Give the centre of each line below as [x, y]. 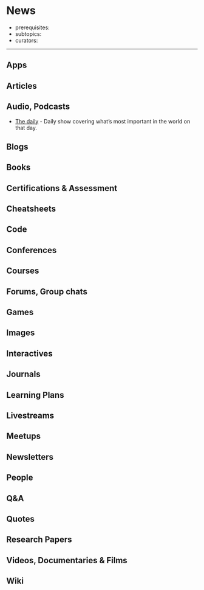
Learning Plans [35, 395]
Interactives [29, 353]
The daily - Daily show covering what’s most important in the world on [103, 121]
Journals [23, 374]
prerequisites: [32, 27]
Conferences [32, 250]
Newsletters [30, 457]
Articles [22, 86]
